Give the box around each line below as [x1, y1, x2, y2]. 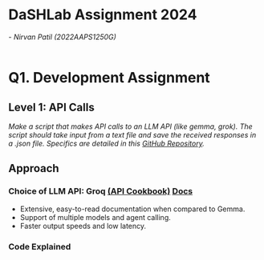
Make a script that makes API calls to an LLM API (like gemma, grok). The [8, 122, 253, 131]
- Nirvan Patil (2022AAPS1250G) [8, 32, 116, 42]
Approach [8, 162, 59, 175]
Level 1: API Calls [8, 100, 95, 114]
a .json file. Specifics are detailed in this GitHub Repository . [8, 138, 205, 148]
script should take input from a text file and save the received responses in [8, 130, 257, 139]
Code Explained [8, 241, 71, 252]
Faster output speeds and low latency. [19, 221, 147, 230]
